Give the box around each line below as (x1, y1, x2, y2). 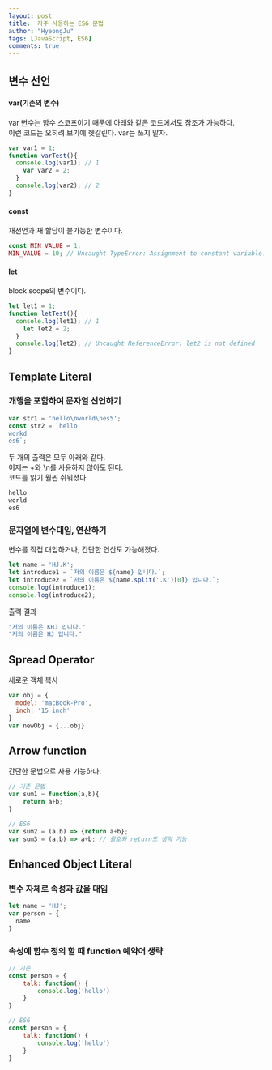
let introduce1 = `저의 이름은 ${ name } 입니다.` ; (8, 569, 166, 577)
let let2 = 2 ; (23, 325, 70, 333)
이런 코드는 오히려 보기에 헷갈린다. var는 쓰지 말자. (8, 127, 168, 138)
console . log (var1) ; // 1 (15, 159, 100, 167)
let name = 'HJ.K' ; (8, 561, 74, 569)
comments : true (8, 42, 60, 50)
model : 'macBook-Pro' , (15, 699, 92, 707)
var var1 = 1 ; (8, 143, 57, 152)
